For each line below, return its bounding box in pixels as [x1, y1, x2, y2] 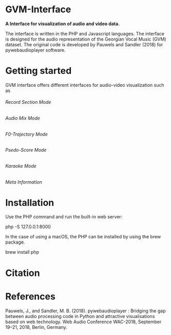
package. [5, 239, 25, 245]
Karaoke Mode [5, 163, 37, 169]
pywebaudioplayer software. [5, 47, 66, 53]
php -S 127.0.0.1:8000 [5, 224, 51, 230]
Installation [5, 197, 54, 209]
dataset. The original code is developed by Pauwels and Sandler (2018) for [5, 41, 163, 47]
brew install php [5, 249, 40, 255]
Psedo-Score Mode [5, 147, 47, 153]
